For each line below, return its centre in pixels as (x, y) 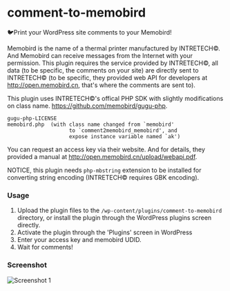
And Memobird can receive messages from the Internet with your (100, 55)
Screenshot (27, 265)
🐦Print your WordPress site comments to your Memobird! (89, 32)
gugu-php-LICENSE (32, 118)
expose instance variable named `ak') (125, 136)
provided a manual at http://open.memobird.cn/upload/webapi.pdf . (102, 156)
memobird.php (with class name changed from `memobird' (91, 124)
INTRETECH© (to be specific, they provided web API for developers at (107, 77)
